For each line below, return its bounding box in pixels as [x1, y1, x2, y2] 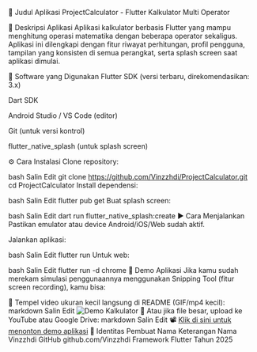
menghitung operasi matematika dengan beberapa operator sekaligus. [8, 32, 238, 40]
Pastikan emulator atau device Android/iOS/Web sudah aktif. [8, 220, 206, 229]
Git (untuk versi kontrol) [8, 127, 85, 135]
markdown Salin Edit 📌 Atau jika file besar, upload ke [8, 306, 243, 316]
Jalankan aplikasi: [8, 235, 66, 244]
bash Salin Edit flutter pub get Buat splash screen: [8, 196, 172, 205]
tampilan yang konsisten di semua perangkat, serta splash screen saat [8, 48, 238, 57]
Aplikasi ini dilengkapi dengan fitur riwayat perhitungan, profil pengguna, [8, 40, 245, 49]
